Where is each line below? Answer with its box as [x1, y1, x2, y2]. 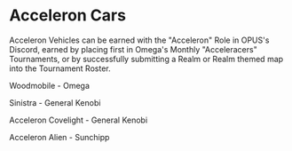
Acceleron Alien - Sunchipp [9, 131, 110, 142]
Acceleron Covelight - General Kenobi [9, 115, 148, 125]
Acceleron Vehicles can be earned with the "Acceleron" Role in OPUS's [9, 35, 270, 45]
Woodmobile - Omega [9, 80, 91, 91]
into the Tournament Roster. [9, 63, 111, 74]
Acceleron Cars [9, 5, 127, 26]
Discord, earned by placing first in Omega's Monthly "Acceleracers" [9, 44, 257, 54]
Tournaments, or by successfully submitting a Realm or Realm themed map [9, 53, 284, 64]
